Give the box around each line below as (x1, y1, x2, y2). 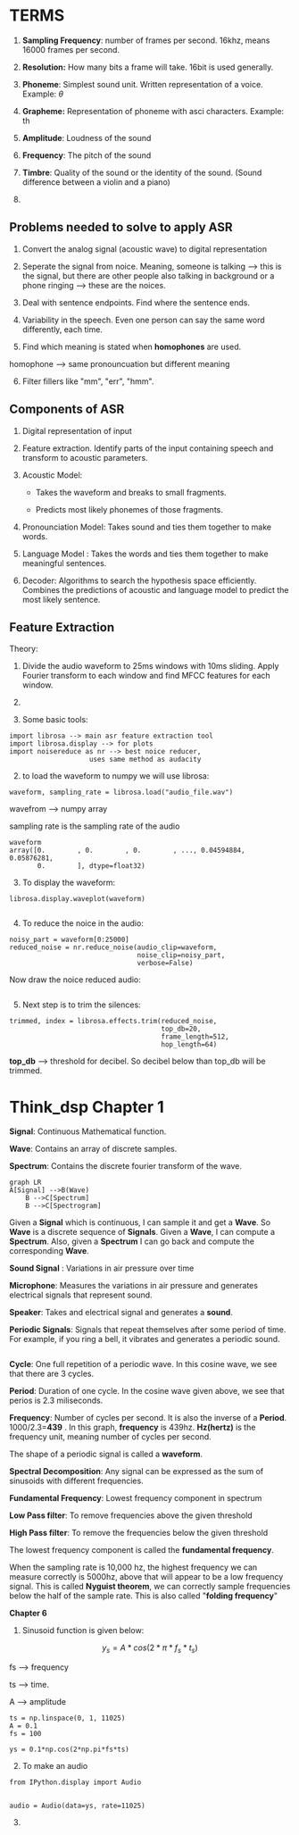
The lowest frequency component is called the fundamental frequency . (9, 1545, 274, 1556)
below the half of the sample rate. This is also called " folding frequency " (9, 1590, 278, 1601)
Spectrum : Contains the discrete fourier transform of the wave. (9, 1161, 243, 1172)
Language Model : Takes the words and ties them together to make (21, 548, 270, 559)
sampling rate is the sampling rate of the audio (9, 821, 180, 831)
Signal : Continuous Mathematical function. (9, 1126, 167, 1137)
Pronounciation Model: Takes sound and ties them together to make (21, 521, 272, 532)
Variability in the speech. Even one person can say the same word (21, 314, 265, 325)
